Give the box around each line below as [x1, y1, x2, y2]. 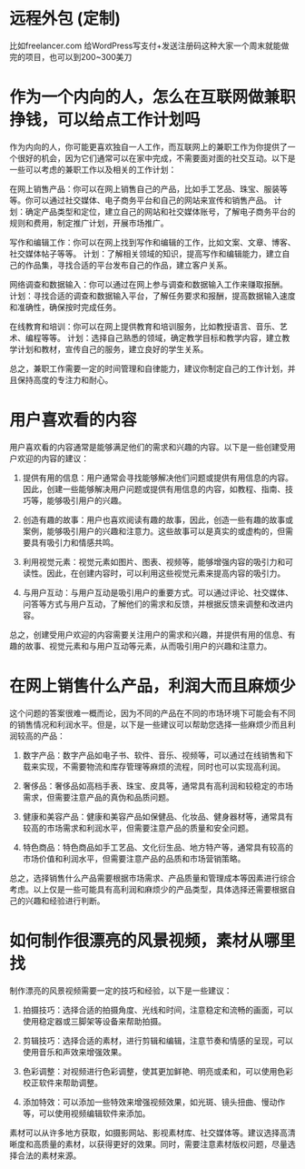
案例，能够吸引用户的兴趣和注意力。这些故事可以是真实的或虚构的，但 [22, 525, 286, 537]
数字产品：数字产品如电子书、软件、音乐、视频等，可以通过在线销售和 [22, 750, 286, 761]
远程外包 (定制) [9, 8, 121, 29]
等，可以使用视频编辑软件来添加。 [22, 1107, 151, 1119]
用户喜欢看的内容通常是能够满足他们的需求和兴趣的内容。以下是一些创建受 [9, 441, 288, 452]
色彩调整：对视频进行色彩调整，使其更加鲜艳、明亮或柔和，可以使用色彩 [22, 1065, 293, 1076]
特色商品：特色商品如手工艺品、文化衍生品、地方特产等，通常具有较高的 [22, 841, 293, 852]
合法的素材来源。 [16, 1150, 82, 1161]
